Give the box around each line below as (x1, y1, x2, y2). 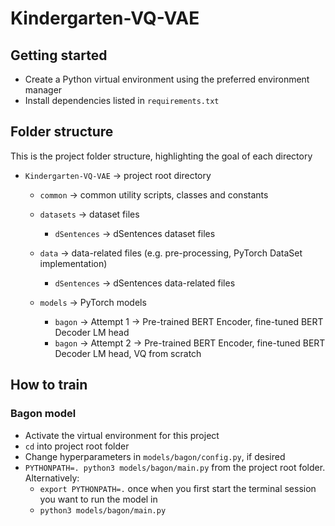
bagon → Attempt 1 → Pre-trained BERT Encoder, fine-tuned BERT (54, 315, 324, 327)
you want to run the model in (39, 493, 158, 505)
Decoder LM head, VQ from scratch (54, 347, 202, 359)
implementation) (39, 257, 108, 269)
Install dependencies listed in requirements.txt (24, 95, 220, 106)
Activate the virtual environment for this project (24, 429, 220, 441)
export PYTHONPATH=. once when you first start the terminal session (39, 482, 317, 494)
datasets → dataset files (39, 208, 140, 220)
